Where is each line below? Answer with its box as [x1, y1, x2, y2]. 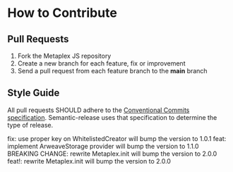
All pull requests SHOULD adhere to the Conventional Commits [7, 106, 190, 114]
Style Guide [7, 87, 60, 99]
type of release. [7, 121, 54, 129]
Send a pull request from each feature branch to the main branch [17, 67, 208, 75]
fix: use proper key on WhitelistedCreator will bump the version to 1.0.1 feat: [7, 134, 227, 142]
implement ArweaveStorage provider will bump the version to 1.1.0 [7, 142, 199, 150]
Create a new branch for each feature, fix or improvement [17, 59, 186, 68]
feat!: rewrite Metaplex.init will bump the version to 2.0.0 [7, 156, 172, 165]
